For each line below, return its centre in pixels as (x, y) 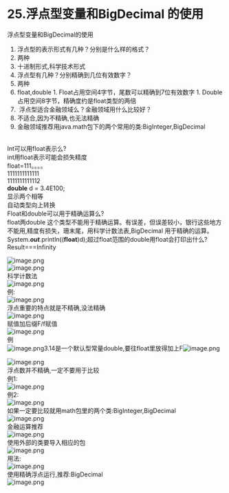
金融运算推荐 (25, 426)
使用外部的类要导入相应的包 (46, 442)
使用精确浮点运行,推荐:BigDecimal (55, 474)
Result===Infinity (32, 247)
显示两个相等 (25, 196)
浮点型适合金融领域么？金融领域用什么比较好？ (85, 109)
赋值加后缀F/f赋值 (32, 324)
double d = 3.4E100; (36, 188)
